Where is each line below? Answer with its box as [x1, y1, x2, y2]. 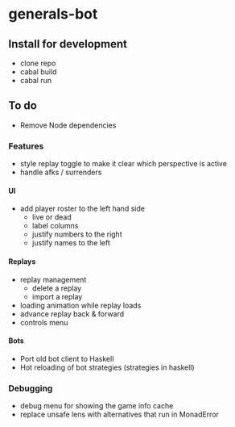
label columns [31, 221, 79, 231]
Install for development [8, 37, 127, 51]
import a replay [31, 291, 83, 301]
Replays [8, 256, 36, 266]
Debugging [8, 383, 53, 394]
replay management [19, 274, 87, 284]
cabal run [19, 76, 52, 85]
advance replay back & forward [19, 308, 125, 319]
